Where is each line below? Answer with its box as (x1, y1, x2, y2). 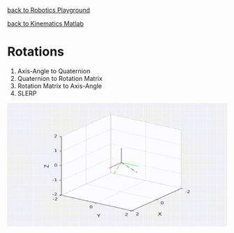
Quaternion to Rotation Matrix (17, 74, 103, 82)
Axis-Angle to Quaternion (17, 66, 91, 75)
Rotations (7, 44, 64, 60)
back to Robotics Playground (7, 6, 91, 14)
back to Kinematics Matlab (7, 20, 84, 27)
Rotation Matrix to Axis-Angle (17, 82, 103, 90)
